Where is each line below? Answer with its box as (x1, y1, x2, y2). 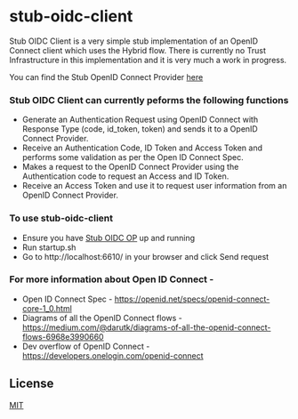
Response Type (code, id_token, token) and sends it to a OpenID (21, 124, 258, 134)
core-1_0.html (21, 302, 73, 313)
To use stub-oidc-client (9, 212, 114, 224)
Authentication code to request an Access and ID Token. (21, 171, 230, 181)
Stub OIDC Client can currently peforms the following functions (9, 93, 289, 106)
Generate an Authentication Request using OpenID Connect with (21, 114, 259, 125)
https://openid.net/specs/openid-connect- (114, 294, 270, 304)
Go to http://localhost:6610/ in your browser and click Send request (21, 251, 270, 262)
